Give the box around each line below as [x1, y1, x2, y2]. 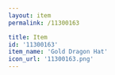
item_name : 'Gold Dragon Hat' [8, 48, 109, 56]
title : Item [8, 33, 48, 41]
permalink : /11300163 [8, 19, 80, 27]
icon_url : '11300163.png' [8, 55, 94, 63]
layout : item [8, 11, 52, 20]
